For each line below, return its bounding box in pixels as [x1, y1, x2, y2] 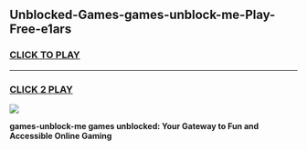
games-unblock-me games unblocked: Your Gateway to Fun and [9, 120, 259, 131]
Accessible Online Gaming [9, 130, 112, 141]
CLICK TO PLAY [9, 49, 80, 62]
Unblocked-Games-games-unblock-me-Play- [9, 7, 276, 23]
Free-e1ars [9, 22, 72, 37]
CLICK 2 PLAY [9, 83, 73, 95]
